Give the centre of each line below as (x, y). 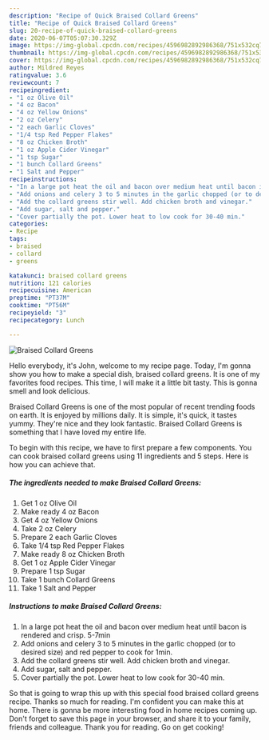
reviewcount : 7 (34, 82)
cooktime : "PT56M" (40, 306)
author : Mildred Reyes (47, 68)
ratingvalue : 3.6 (38, 75)
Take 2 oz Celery (48, 528)
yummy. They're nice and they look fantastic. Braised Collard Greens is (126, 423)
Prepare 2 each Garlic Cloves (69, 537)
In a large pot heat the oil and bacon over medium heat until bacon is (133, 626)
